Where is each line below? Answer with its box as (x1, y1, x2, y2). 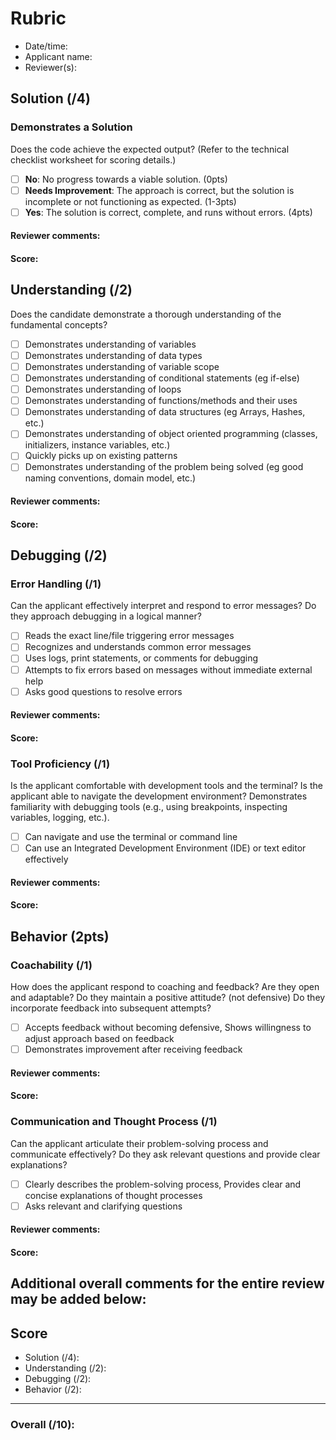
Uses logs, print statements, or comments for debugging (24, 652, 259, 664)
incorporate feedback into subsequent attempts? (10, 1002, 212, 1014)
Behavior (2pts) (10, 928, 110, 945)
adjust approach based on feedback (24, 1033, 175, 1045)
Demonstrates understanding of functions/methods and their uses (24, 395, 298, 407)
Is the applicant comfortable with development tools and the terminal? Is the (10, 780, 323, 792)
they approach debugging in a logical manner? (10, 610, 202, 622)
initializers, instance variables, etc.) (24, 439, 171, 451)
